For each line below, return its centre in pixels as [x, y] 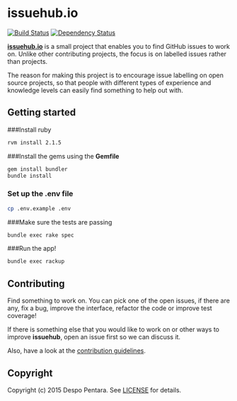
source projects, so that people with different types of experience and [109, 82]
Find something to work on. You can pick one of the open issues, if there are [118, 301]
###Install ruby [29, 130]
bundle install [30, 176]
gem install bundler [38, 169]
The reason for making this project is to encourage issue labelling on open [116, 75]
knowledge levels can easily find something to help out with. [96, 90]
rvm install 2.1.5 [34, 142]
